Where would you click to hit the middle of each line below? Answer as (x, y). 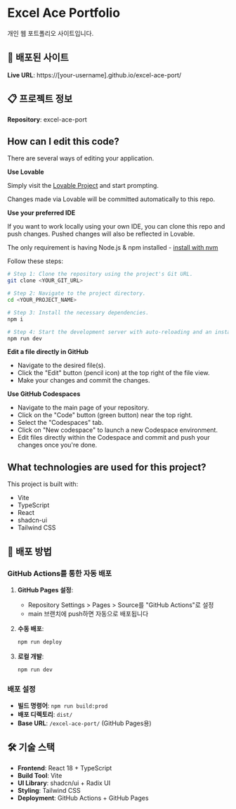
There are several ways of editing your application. (81, 158)
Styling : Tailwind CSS (49, 790)
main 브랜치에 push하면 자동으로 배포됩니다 (88, 613)
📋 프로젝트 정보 (40, 99)
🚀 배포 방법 (30, 551)
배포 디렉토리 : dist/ (45, 714)
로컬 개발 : (31, 656)
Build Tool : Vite (40, 775)
